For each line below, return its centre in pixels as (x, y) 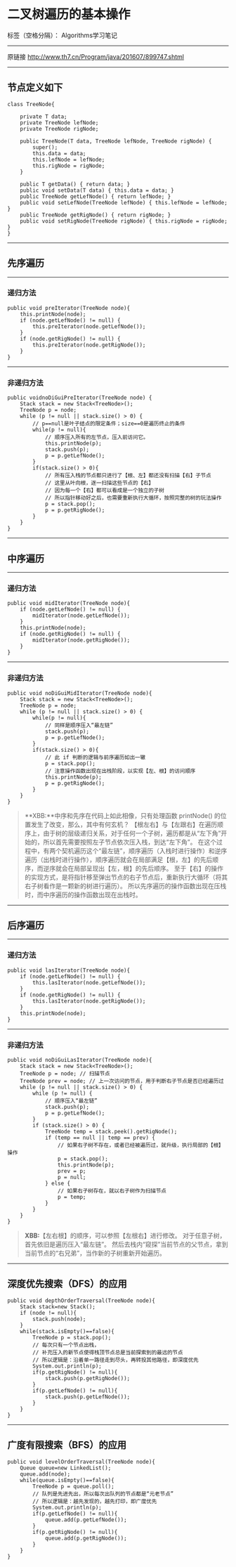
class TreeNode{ (31, 104)
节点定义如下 (35, 87)
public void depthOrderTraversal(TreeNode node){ (81, 1301)
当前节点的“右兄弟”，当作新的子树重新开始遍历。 (95, 1253)
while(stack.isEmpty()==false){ (67, 1331)
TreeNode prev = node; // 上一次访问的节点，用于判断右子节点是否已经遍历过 (122, 1081)
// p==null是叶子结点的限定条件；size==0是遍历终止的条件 (109, 424)
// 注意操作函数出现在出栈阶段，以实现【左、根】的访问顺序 (120, 771)
